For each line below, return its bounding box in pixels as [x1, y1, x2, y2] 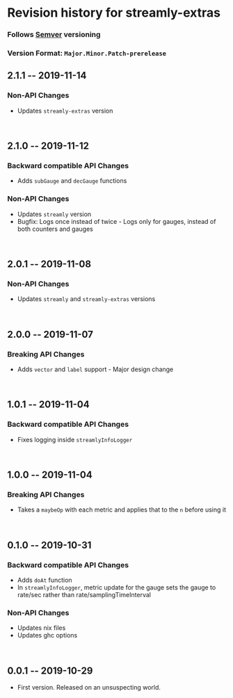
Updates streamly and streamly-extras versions [17, 295, 156, 303]
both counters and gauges [17, 225, 94, 233]
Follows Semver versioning [7, 30, 101, 40]
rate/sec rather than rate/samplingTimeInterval [17, 591, 152, 599]
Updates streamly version [17, 210, 92, 218]
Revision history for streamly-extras [7, 5, 221, 21]
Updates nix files [17, 624, 66, 632]
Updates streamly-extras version [17, 106, 113, 115]
